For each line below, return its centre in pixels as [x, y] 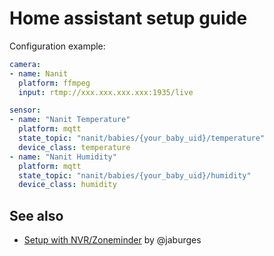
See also [36, 215]
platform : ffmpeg [54, 83]
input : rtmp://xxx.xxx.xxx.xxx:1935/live [106, 92]
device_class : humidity [67, 185]
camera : [25, 64]
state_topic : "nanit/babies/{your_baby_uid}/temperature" [142, 138]
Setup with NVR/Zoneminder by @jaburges [112, 240]
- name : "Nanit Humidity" [63, 157]
